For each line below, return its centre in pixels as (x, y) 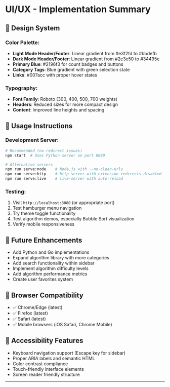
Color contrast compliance (40, 364)
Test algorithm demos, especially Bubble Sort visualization (74, 219)
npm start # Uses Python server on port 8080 (55, 156)
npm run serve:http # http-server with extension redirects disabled (83, 174)
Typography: (22, 88)
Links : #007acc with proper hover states (55, 75)
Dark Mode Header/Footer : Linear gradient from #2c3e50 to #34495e (86, 59)
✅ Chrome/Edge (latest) (37, 307)
